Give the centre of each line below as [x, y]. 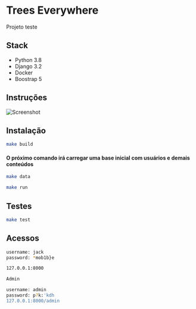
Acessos [23, 238]
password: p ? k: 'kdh [30, 295]
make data [18, 177]
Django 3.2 [28, 66]
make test [18, 220]
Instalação [26, 131]
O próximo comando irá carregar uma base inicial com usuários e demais [98, 158]
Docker [24, 73]
